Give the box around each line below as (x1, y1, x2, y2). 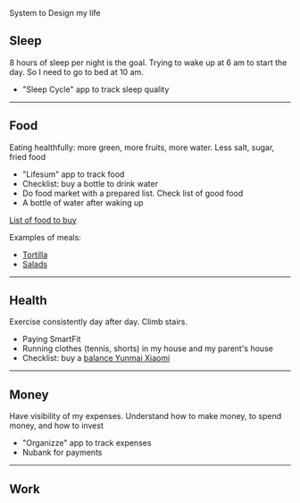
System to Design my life (9, 8, 101, 18)
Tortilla (21, 249, 48, 260)
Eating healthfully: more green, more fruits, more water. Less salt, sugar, (9, 142, 275, 153)
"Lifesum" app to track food (21, 169, 125, 180)
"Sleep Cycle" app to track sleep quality (21, 84, 170, 95)
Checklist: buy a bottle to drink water (21, 178, 159, 189)
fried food (9, 151, 46, 162)
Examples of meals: (9, 231, 82, 242)
